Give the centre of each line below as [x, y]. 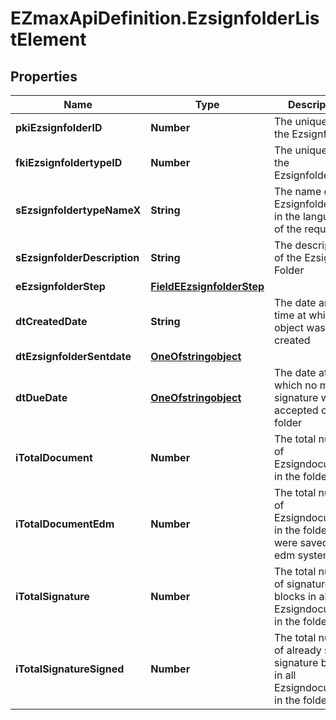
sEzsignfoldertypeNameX [78, 210]
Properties [44, 76]
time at [290, 315]
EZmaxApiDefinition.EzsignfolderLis [165, 18]
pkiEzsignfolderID [59, 127]
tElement [48, 39]
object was [300, 327]
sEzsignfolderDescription [77, 257]
